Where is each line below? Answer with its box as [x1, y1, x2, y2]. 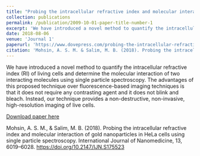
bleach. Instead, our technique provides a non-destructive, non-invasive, [6, 95, 185, 102]
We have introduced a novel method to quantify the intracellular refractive [6, 63, 187, 71]
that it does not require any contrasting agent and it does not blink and [6, 88, 179, 95]
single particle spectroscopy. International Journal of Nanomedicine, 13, [6, 137, 183, 144]
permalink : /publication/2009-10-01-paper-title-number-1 [6, 20, 153, 26]
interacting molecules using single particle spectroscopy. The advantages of [6, 76, 194, 83]
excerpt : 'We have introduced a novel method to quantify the [6, 25, 164, 31]
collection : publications [6, 14, 70, 20]
